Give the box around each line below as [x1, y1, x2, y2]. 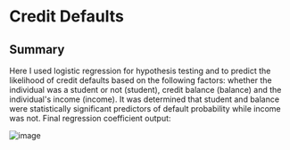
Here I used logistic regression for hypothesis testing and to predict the [9, 65, 271, 76]
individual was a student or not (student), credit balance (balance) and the [9, 85, 282, 95]
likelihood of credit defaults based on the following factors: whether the [9, 75, 272, 86]
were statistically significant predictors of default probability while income [9, 104, 281, 113]
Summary [9, 42, 65, 57]
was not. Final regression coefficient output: [9, 113, 171, 123]
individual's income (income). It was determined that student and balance [9, 94, 279, 104]
